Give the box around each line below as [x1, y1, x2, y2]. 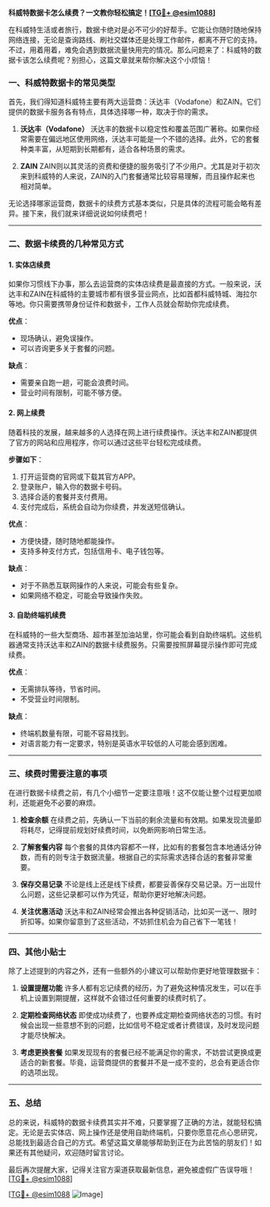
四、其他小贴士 [8, 946, 67, 957]
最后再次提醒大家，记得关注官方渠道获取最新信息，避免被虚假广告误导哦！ [8, 1164, 255, 1174]
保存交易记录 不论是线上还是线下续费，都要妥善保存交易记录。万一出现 [19, 879, 255, 889]
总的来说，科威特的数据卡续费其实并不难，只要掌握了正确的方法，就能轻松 [8, 1117, 255, 1126]
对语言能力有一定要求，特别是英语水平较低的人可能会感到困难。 [19, 738, 231, 748]
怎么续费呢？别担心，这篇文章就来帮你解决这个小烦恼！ [29, 56, 213, 64]
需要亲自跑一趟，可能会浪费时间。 [19, 378, 133, 387]
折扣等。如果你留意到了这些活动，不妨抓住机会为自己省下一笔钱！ [19, 917, 239, 927]
